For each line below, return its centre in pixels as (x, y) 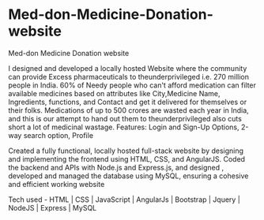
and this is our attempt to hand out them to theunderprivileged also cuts (125, 118)
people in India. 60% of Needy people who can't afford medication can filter (132, 85)
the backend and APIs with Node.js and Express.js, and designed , (116, 167)
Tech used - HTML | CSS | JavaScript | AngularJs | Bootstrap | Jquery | (124, 199)
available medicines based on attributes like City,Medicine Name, (114, 93)
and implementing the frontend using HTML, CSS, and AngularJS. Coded (127, 158)
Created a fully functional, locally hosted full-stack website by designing (126, 151)
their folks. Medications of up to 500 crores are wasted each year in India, (128, 110)
